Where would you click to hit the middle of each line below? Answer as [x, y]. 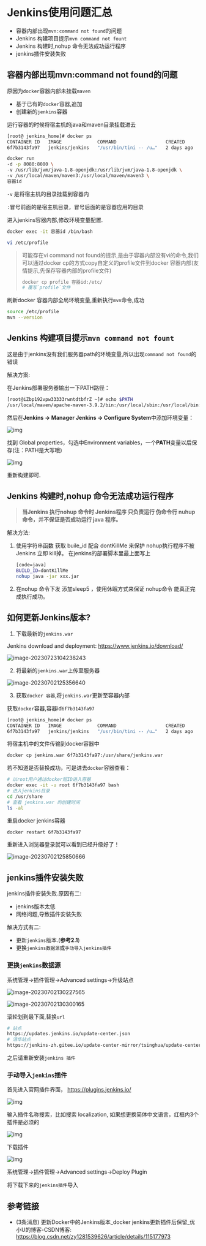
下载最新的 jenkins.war [44, 633]
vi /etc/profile [28, 243]
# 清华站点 [19, 1039]
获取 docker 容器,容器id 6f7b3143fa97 [51, 708]
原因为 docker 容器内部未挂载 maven [49, 91]
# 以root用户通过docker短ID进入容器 [49, 780]
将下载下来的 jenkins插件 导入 [42, 1185]
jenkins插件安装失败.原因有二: [44, 894]
